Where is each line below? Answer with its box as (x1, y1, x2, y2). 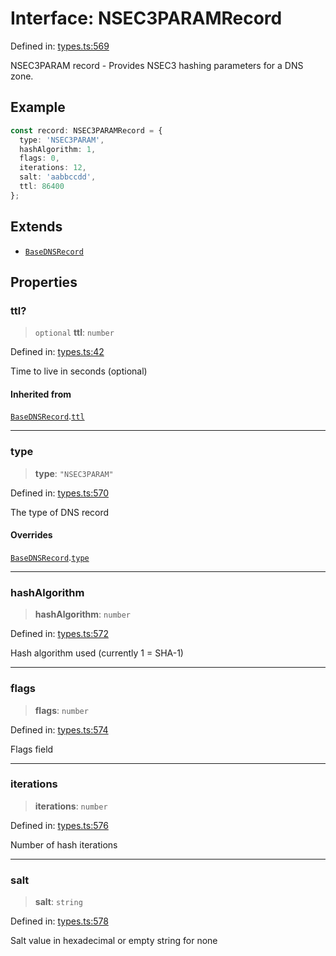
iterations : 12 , (19, 163, 87, 173)
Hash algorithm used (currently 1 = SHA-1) (10, 647, 184, 659)
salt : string (34, 896, 83, 908)
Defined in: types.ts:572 (10, 628, 109, 640)
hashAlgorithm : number (34, 608, 132, 621)
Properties (10, 273, 78, 291)
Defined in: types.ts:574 (10, 723, 109, 736)
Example (10, 99, 66, 116)
